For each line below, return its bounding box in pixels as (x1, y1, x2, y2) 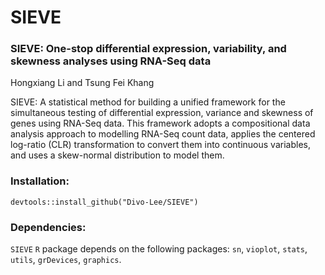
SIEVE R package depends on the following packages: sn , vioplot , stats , (10, 243, 308, 255)
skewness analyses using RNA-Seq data (10, 54, 212, 68)
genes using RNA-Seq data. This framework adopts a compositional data (10, 117, 311, 130)
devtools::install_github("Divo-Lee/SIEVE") (10, 197, 199, 207)
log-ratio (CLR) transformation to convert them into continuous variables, (10, 139, 311, 151)
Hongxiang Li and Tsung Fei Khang (10, 77, 155, 89)
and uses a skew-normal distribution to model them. (10, 149, 225, 161)
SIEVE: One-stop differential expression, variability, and (10, 42, 287, 56)
